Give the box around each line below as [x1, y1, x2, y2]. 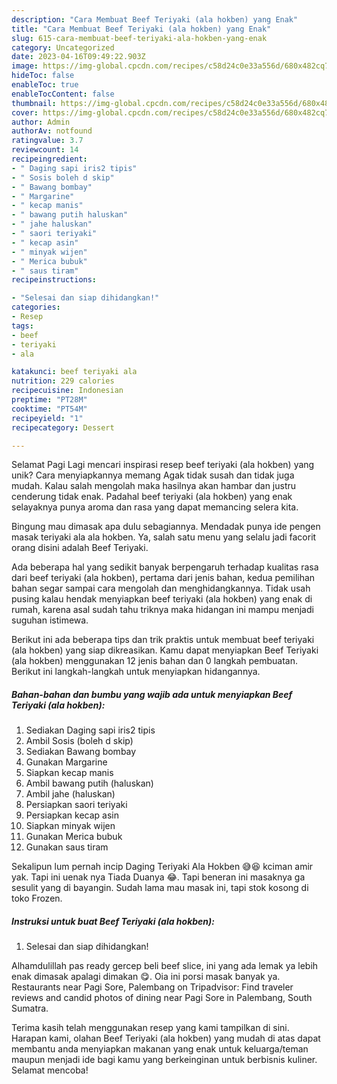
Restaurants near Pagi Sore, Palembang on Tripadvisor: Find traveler [11, 981, 294, 993]
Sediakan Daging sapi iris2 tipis [25, 724, 156, 736]
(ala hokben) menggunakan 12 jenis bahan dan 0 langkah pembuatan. [11, 655, 299, 667]
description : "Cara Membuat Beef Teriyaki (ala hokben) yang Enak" [11, 14, 299, 25]
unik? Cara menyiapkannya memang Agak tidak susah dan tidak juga [11, 469, 295, 481]
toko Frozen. [11, 892, 63, 905]
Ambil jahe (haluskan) [25, 788, 116, 800]
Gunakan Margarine [25, 756, 108, 768]
